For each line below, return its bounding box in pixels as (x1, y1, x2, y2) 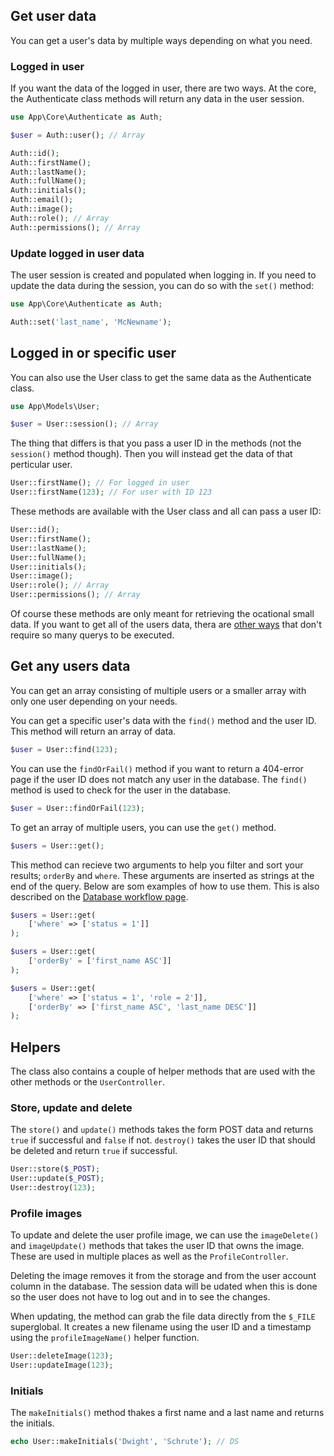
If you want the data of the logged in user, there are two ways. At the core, (10, 82, 317, 94)
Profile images (10, 1206, 83, 1220)
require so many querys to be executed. (10, 629, 175, 641)
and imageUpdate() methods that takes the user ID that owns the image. (10, 1240, 305, 1252)
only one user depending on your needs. (10, 695, 178, 707)
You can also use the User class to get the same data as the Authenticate (10, 371, 312, 383)
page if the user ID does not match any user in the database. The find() (10, 773, 308, 785)
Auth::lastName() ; (10, 167, 87, 177)
